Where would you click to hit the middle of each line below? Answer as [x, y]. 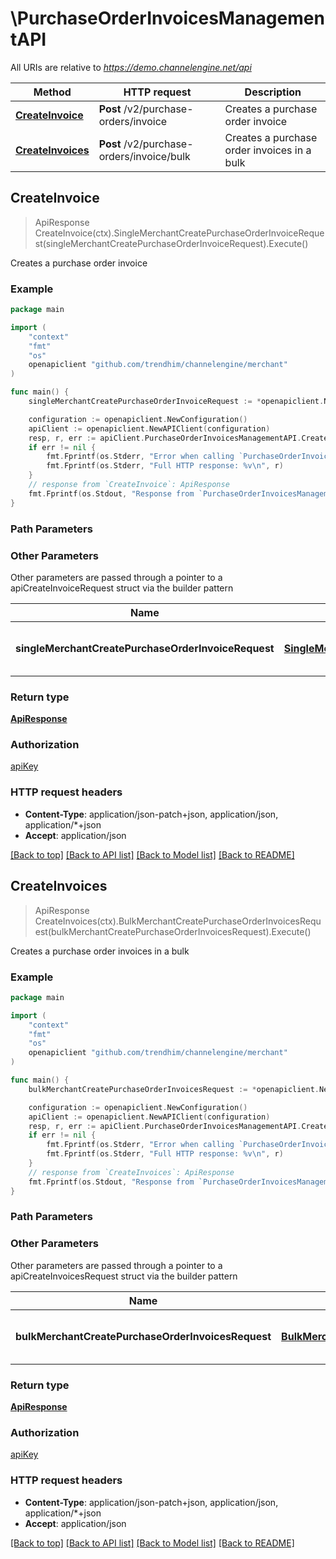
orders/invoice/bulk [144, 156]
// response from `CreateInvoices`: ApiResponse [131, 1172]
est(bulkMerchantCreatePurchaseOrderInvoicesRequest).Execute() [173, 931]
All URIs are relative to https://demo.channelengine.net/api [131, 67]
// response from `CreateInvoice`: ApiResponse [129, 485]
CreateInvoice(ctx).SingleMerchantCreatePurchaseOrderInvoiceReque [179, 233]
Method [52, 92]
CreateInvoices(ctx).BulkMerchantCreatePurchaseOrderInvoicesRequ [178, 921]
